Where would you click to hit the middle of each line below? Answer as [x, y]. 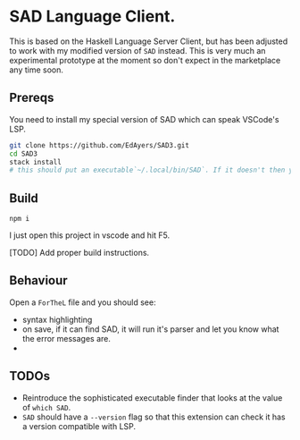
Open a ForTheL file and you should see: [83, 302]
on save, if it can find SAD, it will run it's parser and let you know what [150, 329]
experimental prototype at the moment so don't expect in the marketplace [145, 60]
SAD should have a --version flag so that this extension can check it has [154, 417]
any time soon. [37, 70]
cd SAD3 [24, 154]
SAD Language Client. [92, 17]
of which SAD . [46, 407]
